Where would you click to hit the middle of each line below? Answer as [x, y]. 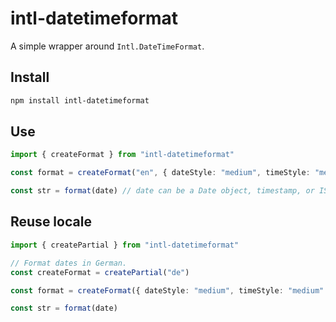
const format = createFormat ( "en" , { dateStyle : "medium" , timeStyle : [160, 173]
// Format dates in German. [69, 263]
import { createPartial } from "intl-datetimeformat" [125, 245]
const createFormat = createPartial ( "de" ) [100, 272]
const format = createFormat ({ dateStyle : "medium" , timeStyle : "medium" [167, 290]
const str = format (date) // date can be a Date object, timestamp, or [162, 191]
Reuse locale [51, 222]
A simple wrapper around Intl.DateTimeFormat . [107, 46]
